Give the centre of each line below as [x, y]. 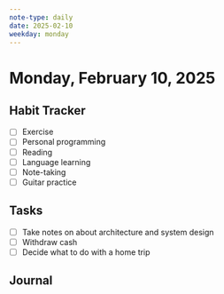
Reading [37, 152]
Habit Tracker [47, 111]
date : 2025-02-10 [41, 26]
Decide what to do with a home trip [86, 252]
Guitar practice [49, 182]
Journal [31, 281]
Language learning [56, 162]
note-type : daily [41, 17]
